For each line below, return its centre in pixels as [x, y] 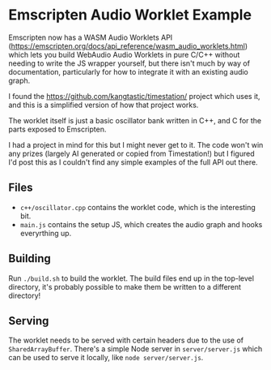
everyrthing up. [46, 233]
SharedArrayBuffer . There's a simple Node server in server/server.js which [135, 349]
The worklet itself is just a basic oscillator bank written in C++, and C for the [135, 120]
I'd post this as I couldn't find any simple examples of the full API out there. [133, 162]
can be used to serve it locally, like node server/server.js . [106, 358]
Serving [29, 321]
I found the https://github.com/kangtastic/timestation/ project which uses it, [134, 96]
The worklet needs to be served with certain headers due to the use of [126, 340]
